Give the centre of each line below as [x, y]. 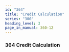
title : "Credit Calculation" [35, 14]
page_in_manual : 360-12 [29, 28]
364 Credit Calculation [33, 45]
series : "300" [20, 19]
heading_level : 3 [23, 23]
